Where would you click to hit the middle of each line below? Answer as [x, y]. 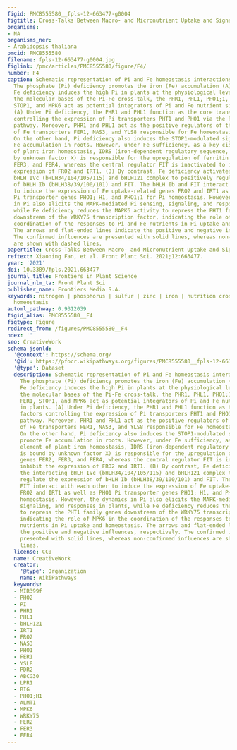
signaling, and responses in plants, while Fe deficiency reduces [120, 506]
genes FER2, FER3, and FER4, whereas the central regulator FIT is [121, 460]
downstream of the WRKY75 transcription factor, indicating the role [118, 217]
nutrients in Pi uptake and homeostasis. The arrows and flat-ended [123, 526]
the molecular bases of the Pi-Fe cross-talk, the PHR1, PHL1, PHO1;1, [121, 99]
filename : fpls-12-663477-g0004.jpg [61, 60]
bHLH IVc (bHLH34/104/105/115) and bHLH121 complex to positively [113, 178]
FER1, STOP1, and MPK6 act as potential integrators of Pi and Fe [120, 401]
